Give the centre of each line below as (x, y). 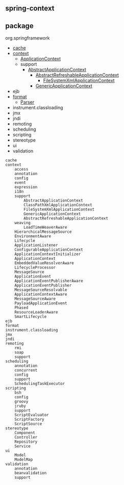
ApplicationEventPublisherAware (49, 281)
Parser (27, 102)
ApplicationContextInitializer (48, 254)
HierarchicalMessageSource (43, 232)
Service (22, 446)
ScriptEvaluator (32, 415)
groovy (21, 402)
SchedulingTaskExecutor (40, 384)
